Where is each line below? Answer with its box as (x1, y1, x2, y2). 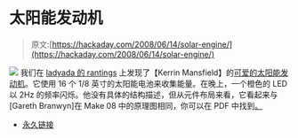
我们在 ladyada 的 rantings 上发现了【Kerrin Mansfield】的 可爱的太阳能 (20, 67, 281, 78)
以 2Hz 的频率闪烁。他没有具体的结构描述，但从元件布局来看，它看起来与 (9, 89, 278, 100)
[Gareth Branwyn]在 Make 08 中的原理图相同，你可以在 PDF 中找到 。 (9, 100, 263, 111)
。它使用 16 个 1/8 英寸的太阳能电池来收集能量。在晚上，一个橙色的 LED (25, 78, 287, 88)
